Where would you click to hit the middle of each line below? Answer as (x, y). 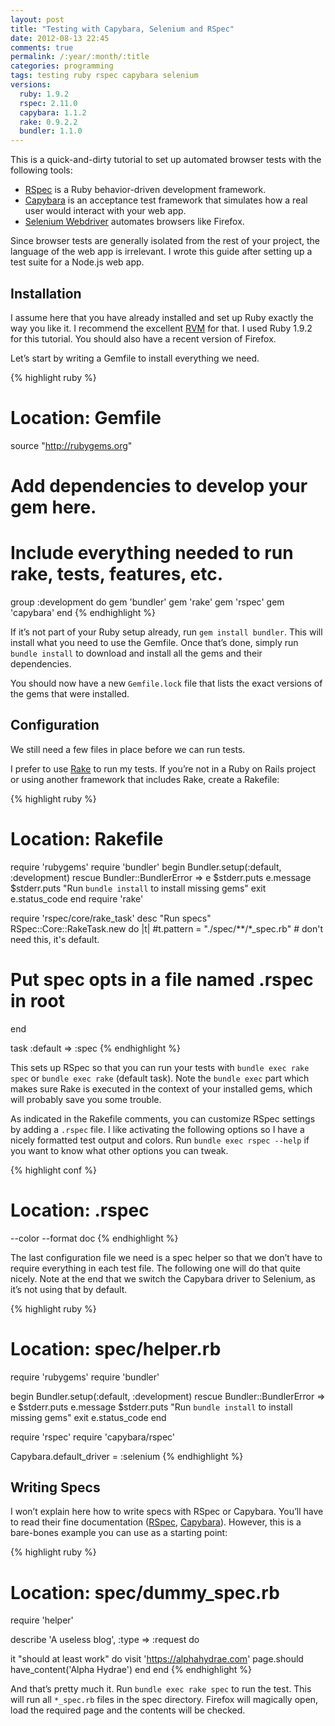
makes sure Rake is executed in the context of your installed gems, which (161, 1088)
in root (37, 1000)
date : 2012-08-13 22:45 (60, 38)
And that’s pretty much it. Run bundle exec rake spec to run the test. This (161, 1689)
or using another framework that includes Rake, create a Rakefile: (145, 779)
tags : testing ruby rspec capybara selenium (104, 76)
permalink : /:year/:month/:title (80, 57)
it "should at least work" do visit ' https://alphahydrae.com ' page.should (157, 1659)
